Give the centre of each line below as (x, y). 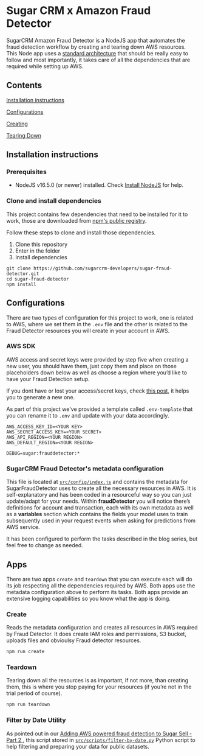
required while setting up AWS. (45, 66)
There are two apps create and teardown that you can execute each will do (99, 579)
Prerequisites (26, 172)
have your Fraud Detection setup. (48, 379)
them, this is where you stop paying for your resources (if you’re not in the (99, 687)
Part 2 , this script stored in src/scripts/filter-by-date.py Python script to (101, 740)
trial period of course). (34, 693)
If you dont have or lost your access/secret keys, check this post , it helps (98, 391)
